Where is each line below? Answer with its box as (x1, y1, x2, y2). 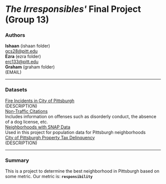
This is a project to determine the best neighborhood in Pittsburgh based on (5, 168, 160, 174)
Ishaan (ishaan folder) (5, 43, 50, 49)
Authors (5, 32, 26, 39)
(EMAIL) (5, 69, 22, 75)
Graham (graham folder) (5, 64, 55, 70)
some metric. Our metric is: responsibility (5, 174, 93, 180)
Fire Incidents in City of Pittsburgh (5, 98, 75, 104)
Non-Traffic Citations (5, 108, 48, 114)
